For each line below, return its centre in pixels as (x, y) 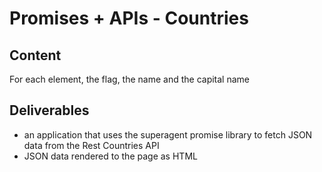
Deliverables (49, 110)
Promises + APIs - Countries (129, 18)
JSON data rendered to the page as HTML (110, 156)
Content (35, 55)
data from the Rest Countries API (91, 145)
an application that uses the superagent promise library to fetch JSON (168, 134)
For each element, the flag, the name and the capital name (130, 79)
